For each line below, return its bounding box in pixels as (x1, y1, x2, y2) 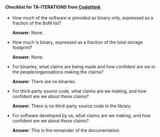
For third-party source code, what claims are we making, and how (12, 88, 147, 94)
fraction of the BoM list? (12, 20, 62, 26)
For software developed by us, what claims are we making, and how (12, 113, 151, 119)
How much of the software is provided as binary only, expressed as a (12, 15, 154, 21)
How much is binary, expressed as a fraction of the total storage (12, 40, 143, 46)
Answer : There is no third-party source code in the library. (12, 103, 132, 109)
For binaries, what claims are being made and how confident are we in (12, 64, 156, 70)
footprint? (12, 45, 33, 50)
